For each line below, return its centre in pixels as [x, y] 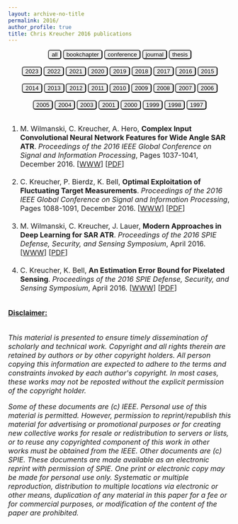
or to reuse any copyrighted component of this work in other [109, 442]
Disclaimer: [28, 313]
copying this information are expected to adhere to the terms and [117, 364]
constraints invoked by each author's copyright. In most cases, [113, 373]
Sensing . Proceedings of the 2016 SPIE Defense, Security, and [125, 279]
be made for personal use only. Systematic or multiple [98, 477]
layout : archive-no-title [46, 14]
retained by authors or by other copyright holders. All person [109, 355]
